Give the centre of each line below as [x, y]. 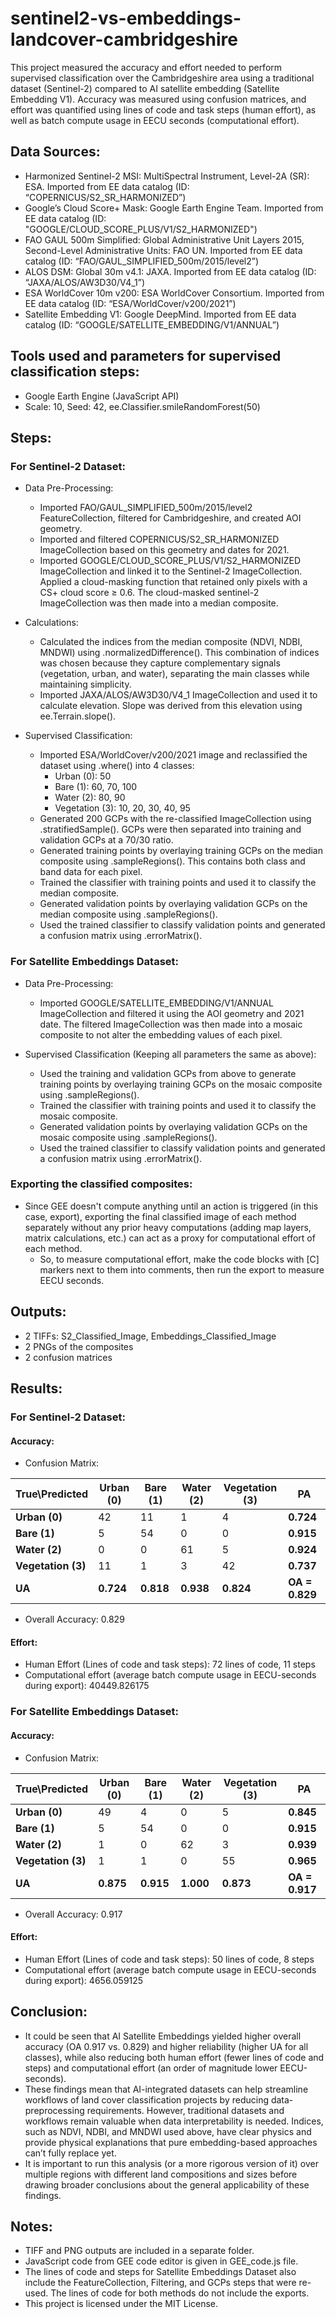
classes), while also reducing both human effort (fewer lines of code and [174, 2057]
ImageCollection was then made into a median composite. [159, 603]
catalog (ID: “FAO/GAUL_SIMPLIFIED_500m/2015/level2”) [141, 261]
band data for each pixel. [91, 872]
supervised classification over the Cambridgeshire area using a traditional [162, 78]
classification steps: [75, 372]
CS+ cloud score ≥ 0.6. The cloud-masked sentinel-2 [149, 593]
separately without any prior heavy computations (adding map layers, [168, 1227]
